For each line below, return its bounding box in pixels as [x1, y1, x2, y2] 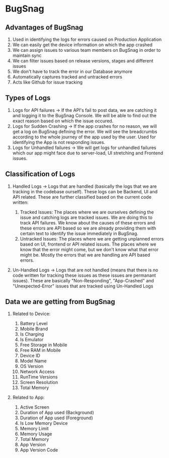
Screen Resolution [20, 379, 58, 386]
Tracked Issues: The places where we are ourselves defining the [20, 209, 154, 215]
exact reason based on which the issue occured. [12, 118, 114, 124]
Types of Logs [5, 94, 51, 102]
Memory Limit [20, 426, 49, 432]
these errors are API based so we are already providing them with [20, 225, 156, 231]
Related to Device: [12, 311, 51, 317]
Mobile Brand [20, 326, 48, 332]
